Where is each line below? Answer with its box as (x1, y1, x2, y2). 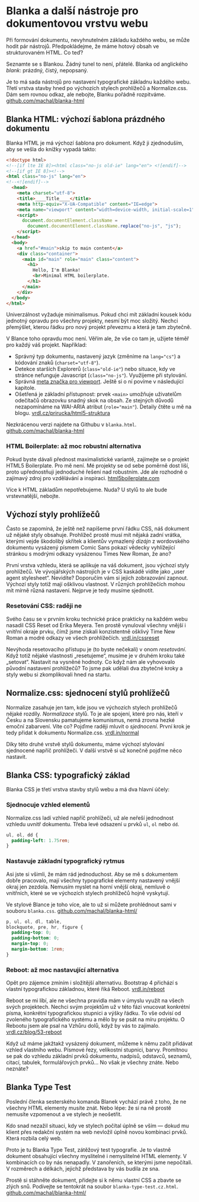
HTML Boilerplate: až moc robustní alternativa (6, 442, 142, 450)
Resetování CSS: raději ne (6, 602, 82, 610)
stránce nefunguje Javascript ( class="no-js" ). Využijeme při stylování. (14, 372, 188, 379)
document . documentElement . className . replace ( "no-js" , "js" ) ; (27, 223, 182, 229)
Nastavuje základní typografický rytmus (6, 857, 125, 865)
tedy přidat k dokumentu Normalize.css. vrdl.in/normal (6, 729, 139, 736)
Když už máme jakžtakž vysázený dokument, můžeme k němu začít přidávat (6, 1040, 193, 1047)
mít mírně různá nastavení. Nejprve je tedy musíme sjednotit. (6, 587, 155, 594)
